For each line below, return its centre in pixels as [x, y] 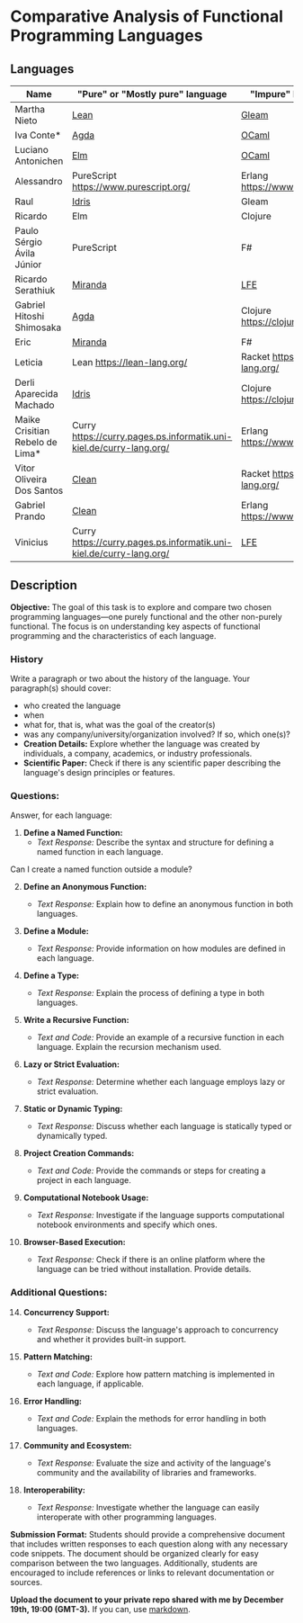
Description [44, 585]
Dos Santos [39, 490]
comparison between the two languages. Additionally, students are [134, 1563]
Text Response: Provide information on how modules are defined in [161, 949]
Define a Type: [51, 976]
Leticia [29, 362]
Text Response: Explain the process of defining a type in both [150, 993]
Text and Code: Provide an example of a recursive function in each [160, 1037]
